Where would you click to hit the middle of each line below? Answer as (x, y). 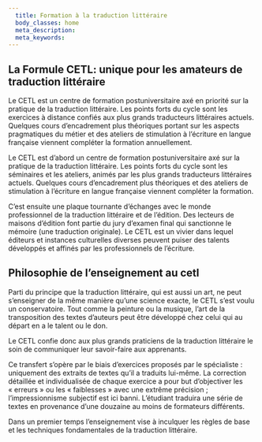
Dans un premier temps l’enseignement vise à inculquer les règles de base (129, 422)
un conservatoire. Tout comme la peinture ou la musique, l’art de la (117, 309)
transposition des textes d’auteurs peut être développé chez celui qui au (125, 317)
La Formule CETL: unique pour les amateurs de (125, 69)
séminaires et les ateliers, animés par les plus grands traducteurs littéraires (130, 175)
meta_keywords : (40, 37)
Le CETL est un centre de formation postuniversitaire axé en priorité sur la (128, 101)
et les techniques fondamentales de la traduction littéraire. (103, 429)
